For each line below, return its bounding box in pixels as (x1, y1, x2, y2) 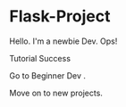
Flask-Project (9, 6, 111, 27)
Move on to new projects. (9, 87, 103, 98)
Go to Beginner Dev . (9, 70, 87, 81)
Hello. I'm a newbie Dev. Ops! (9, 36, 118, 46)
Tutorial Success (9, 53, 71, 63)
